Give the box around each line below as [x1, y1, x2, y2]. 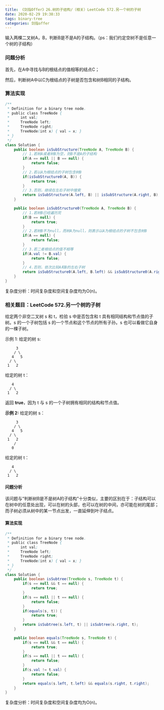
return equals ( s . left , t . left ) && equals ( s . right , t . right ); [22, 681, 150, 686]
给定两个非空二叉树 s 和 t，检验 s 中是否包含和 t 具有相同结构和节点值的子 [5, 313, 154, 319]
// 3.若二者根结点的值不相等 [22, 246, 74, 252]
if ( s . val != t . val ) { [22, 667, 67, 672]
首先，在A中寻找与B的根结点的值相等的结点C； [5, 67, 100, 72]
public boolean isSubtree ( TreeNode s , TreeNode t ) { [14, 577, 123, 582]
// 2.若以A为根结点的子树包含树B [22, 170, 82, 175]
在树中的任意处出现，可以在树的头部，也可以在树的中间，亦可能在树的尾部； [5, 502, 159, 508]
